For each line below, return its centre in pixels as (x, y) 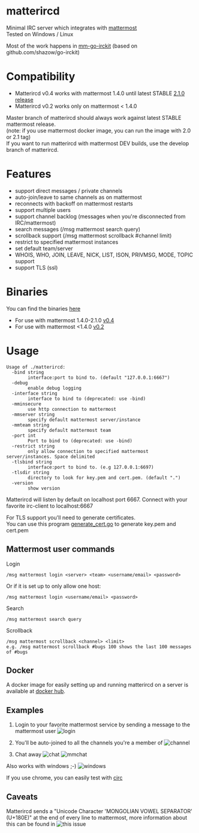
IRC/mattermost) (35, 223)
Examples (25, 710)
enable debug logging (55, 388)
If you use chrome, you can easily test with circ (64, 778)
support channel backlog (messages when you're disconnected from (100, 216)
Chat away (28, 755)
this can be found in (31, 824)
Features (29, 174)
